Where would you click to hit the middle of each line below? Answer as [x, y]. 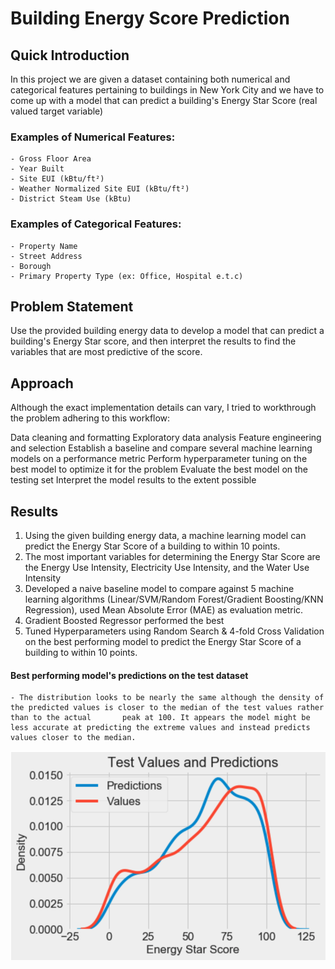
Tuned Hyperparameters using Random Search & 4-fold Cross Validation [174, 631]
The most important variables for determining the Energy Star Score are [172, 557]
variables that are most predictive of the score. [106, 352]
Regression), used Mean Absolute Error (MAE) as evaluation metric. [164, 610]
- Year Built [37, 169]
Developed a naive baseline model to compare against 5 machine [159, 589]
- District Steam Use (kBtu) [71, 199]
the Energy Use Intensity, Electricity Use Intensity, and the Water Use [167, 568]
